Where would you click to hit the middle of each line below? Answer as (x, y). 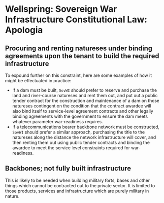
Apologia (24, 30)
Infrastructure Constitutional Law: (76, 19)
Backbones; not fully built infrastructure (68, 169)
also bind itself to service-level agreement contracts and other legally (83, 111)
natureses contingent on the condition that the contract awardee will (82, 106)
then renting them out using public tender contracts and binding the (81, 142)
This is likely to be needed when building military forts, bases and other (78, 180)
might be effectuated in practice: (38, 81)
